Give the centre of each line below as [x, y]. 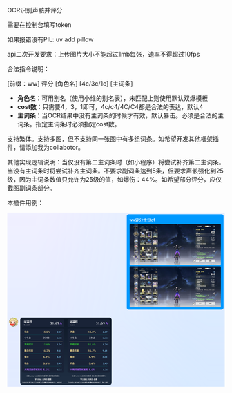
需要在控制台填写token [39, 25]
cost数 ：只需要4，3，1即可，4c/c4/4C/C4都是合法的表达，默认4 [110, 107]
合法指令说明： [28, 69]
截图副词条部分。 [31, 188]
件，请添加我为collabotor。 [46, 147]
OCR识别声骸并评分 [35, 10]
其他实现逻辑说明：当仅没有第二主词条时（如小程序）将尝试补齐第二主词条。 [116, 162]
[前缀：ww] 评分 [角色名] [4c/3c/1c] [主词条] [70, 84]
